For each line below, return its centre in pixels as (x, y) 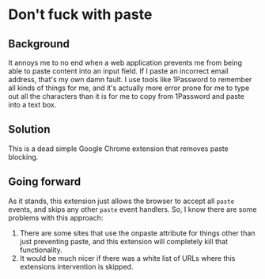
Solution (29, 129)
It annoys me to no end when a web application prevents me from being (125, 62)
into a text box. (32, 105)
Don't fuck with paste (80, 15)
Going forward (45, 182)
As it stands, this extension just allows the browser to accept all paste (121, 201)
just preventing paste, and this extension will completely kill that (123, 241)
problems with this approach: (56, 217)
